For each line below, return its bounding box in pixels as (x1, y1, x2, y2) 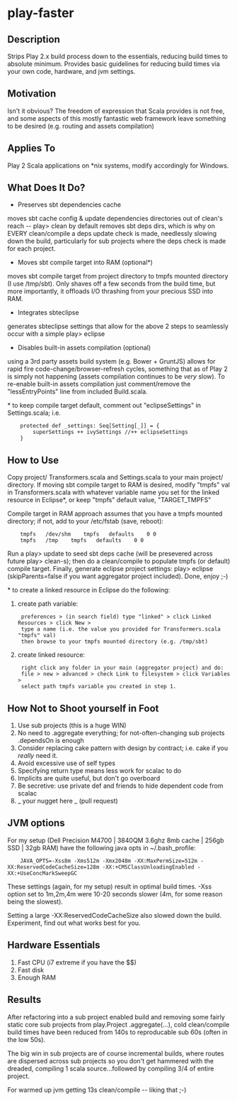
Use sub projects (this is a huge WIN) (17, 721, 127, 730)
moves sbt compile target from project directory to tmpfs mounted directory (7, 272, 229, 281)
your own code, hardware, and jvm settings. (7, 67, 136, 75)
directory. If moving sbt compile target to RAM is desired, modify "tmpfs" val (7, 481, 230, 489)
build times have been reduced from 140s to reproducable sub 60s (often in (7, 1028, 228, 1036)
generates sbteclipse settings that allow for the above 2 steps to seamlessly (7, 322, 229, 331)
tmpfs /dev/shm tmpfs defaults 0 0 (20, 531, 157, 538)
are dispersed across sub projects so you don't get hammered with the (7, 1056, 214, 1065)
